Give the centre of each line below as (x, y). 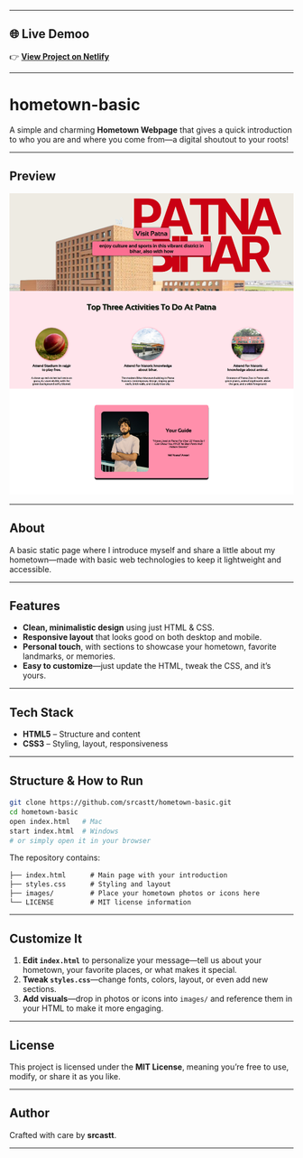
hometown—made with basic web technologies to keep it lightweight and (145, 560)
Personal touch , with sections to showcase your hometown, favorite (149, 647)
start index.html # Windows (64, 831)
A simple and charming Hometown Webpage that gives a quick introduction (151, 130)
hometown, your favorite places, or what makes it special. (129, 970)
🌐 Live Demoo (50, 34)
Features (35, 606)
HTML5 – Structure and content (82, 734)
